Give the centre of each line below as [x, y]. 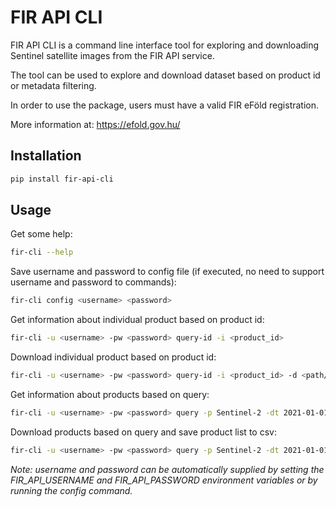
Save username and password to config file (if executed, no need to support [167, 272]
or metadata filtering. [53, 85]
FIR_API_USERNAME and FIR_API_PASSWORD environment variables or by [164, 480]
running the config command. [71, 490]
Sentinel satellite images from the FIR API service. [112, 55]
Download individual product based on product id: [113, 357]
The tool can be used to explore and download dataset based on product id [165, 75]
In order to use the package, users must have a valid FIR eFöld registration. [165, 105]
